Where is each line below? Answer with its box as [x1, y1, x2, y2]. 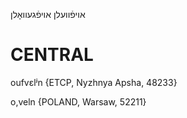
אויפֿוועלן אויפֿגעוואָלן [10, 9, 86, 20]
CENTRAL [10, 44, 94, 66]
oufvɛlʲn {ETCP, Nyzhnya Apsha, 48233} [10, 76, 178, 88]
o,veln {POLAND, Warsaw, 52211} [10, 95, 147, 108]
